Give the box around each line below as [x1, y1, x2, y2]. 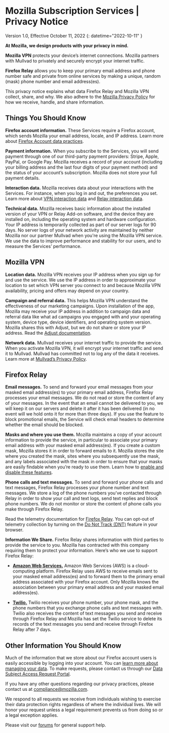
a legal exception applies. [5, 712, 58, 718]
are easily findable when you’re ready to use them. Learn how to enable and [5, 464, 164, 470]
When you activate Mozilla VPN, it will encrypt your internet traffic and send [5, 345, 163, 351]
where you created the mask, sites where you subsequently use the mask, [5, 453, 160, 459]
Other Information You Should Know [5, 641, 121, 650]
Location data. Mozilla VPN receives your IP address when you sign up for [5, 271, 161, 277]
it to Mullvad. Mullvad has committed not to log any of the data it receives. [5, 350, 160, 357]
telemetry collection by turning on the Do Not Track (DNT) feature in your [5, 521, 158, 528]
